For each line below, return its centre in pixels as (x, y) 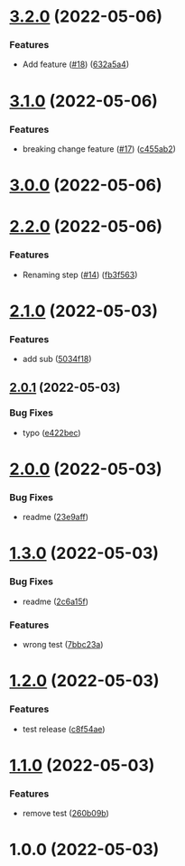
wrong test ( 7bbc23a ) (63, 645)
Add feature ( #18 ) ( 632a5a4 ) (76, 64)
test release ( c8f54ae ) (64, 729)
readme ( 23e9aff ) (55, 517)
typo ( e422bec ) (51, 433)
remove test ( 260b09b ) (66, 814)
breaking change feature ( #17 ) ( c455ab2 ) (99, 149)
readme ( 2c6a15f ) (55, 601)
